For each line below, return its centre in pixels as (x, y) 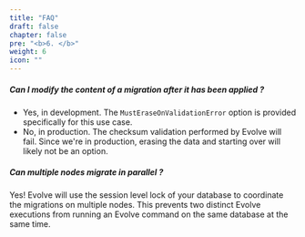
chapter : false (38, 35)
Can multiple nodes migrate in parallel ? (86, 172)
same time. (30, 223)
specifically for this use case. (77, 122)
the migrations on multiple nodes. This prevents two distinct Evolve (135, 204)
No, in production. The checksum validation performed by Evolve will (152, 131)
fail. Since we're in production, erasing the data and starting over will (151, 141)
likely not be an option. (65, 150)
